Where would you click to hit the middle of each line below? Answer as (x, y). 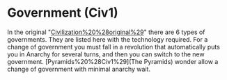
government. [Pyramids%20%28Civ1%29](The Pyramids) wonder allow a (113, 61)
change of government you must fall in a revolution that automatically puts (114, 47)
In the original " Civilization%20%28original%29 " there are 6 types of (106, 32)
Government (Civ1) (63, 13)
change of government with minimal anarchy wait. (79, 69)
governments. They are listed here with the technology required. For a (108, 39)
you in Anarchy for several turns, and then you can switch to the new (106, 54)
